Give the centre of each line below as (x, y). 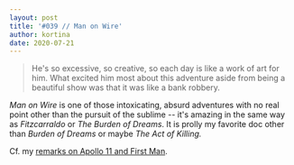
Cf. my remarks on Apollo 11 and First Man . (89, 151)
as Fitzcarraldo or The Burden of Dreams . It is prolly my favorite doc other (147, 124)
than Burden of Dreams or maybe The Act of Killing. (106, 134)
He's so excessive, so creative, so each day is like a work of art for (155, 69)
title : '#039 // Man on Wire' (66, 26)
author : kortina (40, 34)
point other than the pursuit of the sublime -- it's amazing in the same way (147, 115)
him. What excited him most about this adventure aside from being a (158, 78)
